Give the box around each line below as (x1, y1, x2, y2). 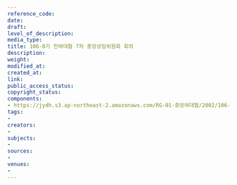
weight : (7, 56, 30, 63)
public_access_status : (7, 82, 74, 89)
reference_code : (7, 10, 55, 18)
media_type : (7, 37, 42, 44)
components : (7, 96, 42, 103)
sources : (7, 148, 33, 155)
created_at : (7, 69, 42, 76)
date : (7, 17, 23, 24)
